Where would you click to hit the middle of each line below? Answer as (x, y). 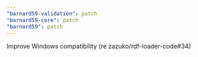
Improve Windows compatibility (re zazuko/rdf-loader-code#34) (99, 47)
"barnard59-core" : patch (43, 20)
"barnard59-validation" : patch (52, 14)
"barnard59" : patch (35, 26)
